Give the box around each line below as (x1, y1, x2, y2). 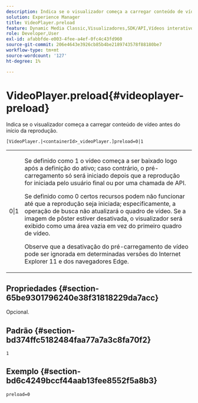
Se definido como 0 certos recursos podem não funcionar (24, 192, 185, 201)
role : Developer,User (6, 31, 60, 37)
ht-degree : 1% (6, 58, 41, 64)
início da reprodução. (6, 127, 58, 134)
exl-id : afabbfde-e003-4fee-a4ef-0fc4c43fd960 (6, 36, 123, 42)
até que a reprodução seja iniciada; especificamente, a (24, 199, 176, 208)
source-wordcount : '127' (6, 53, 67, 59)
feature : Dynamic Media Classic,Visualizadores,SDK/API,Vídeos (6, 25, 165, 31)
